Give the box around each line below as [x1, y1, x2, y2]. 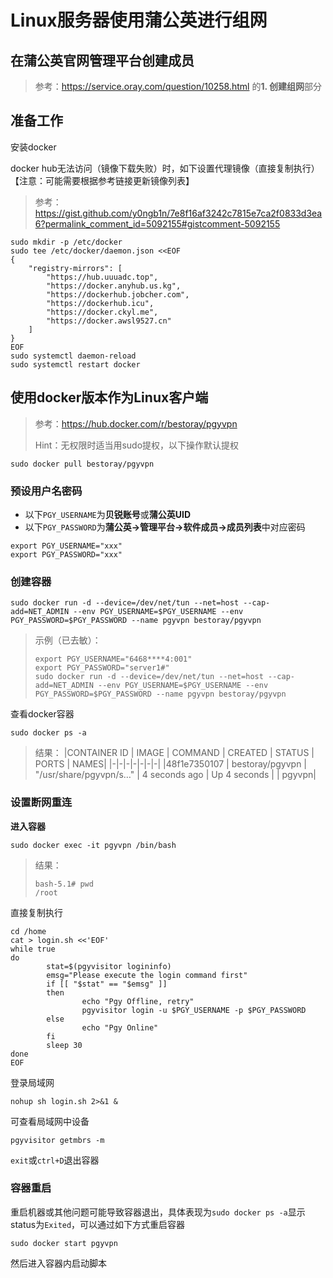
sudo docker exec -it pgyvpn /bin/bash [10, 840, 177, 850]
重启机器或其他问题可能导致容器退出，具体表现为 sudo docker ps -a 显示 [10, 1206, 306, 1218]
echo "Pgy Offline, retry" [81, 996, 195, 1006]
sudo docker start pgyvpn [10, 1238, 118, 1248]
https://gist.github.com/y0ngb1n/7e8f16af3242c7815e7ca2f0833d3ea [34, 207, 323, 219]
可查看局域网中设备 [10, 1115, 90, 1127]
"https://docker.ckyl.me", [46, 307, 159, 317]
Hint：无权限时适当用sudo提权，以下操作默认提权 [34, 439, 240, 451]
